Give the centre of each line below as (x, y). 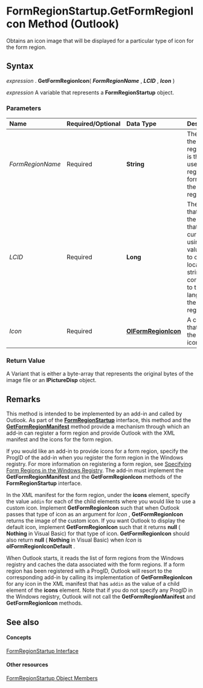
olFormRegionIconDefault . (41, 547)
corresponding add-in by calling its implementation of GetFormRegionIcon (99, 577)
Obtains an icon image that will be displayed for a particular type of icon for (100, 41)
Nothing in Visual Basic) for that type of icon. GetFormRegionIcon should (98, 534)
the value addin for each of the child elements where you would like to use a (101, 501)
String (136, 164)
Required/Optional (93, 124)
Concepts (19, 638)
